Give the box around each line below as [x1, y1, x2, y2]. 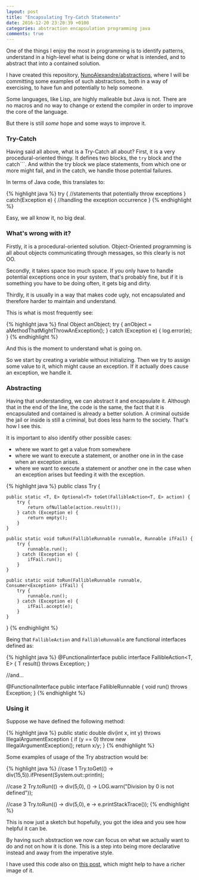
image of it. [6, 867, 34, 874]
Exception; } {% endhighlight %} [6, 689, 86, 697]
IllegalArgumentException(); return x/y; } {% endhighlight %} [6, 742, 155, 749]
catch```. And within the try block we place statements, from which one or [6, 161, 186, 168]
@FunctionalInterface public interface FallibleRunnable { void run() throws [6, 683, 188, 691]
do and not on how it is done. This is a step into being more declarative [6, 843, 181, 850]
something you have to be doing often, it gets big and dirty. [6, 279, 151, 286]
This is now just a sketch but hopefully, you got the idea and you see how [6, 819, 186, 826]
